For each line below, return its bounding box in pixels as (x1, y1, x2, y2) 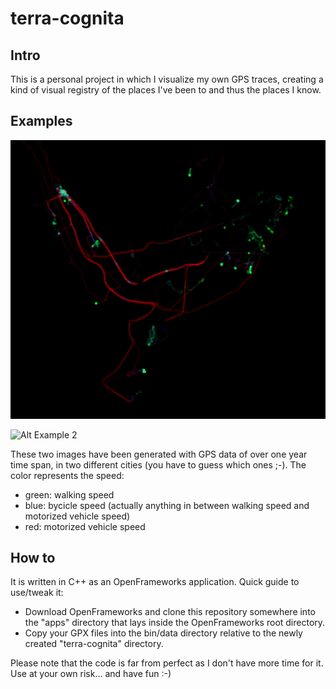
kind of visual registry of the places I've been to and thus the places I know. (10, 84, 322, 96)
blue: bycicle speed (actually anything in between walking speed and (24, 499, 310, 511)
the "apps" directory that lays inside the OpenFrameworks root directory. (24, 617, 326, 629)
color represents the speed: (10, 469, 125, 481)
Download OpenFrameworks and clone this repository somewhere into (24, 606, 316, 618)
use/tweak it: (10, 587, 64, 599)
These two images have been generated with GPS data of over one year (10, 448, 308, 460)
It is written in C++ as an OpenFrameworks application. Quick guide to (10, 576, 300, 588)
